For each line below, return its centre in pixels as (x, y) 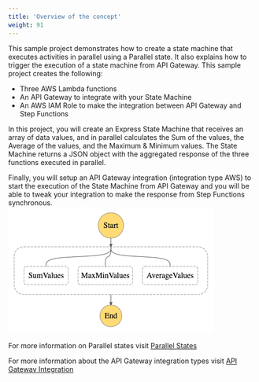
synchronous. (30, 202)
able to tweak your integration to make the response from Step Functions (127, 194)
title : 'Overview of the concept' (65, 17)
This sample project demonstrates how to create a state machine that (121, 48)
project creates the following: (55, 73)
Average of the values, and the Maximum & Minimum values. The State (123, 145)
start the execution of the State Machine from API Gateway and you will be (129, 185)
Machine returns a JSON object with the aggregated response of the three (129, 154)
